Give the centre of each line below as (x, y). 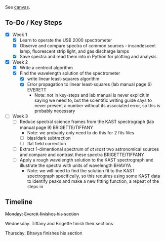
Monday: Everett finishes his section (42, 214)
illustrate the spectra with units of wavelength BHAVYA (75, 165)
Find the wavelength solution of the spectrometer (70, 73)
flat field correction (46, 143)
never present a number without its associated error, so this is (97, 106)
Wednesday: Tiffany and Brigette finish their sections (59, 223)
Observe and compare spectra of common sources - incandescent (88, 45)
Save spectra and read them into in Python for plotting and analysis (88, 57)
